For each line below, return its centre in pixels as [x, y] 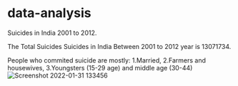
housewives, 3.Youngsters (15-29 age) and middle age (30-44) [100, 68]
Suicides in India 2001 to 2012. [52, 33]
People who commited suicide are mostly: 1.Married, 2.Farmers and [106, 60]
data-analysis [49, 13]
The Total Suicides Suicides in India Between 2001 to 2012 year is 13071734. [119, 46]
